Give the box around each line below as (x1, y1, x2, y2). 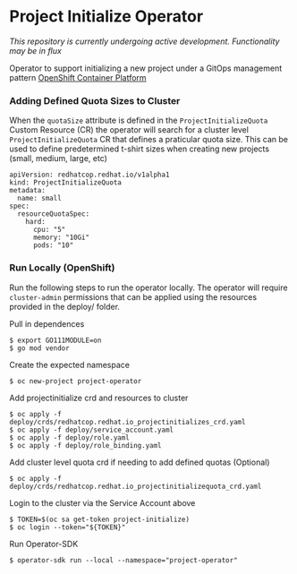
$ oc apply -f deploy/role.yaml (9, 433, 130, 442)
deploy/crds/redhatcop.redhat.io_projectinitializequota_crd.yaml (9, 482, 262, 491)
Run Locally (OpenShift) (9, 261, 115, 274)
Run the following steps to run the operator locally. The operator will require (9, 282, 288, 293)
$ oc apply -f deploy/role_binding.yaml (9, 441, 163, 450)
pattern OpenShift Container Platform (9, 72, 147, 82)
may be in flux (9, 45, 63, 56)
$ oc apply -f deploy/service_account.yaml (9, 425, 174, 434)
